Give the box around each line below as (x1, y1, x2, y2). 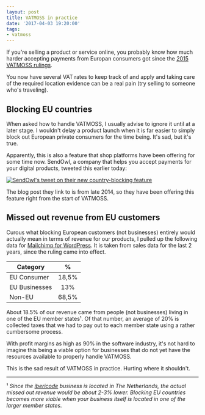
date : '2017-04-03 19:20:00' (6, 20, 81, 26)
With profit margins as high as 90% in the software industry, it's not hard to (6, 340, 195, 347)
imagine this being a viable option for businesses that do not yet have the (6, 346, 190, 353)
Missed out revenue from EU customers (6, 212, 160, 223)
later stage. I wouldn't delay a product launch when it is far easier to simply (6, 127, 195, 134)
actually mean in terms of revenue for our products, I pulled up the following (6, 235, 198, 242)
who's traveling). (6, 86, 49, 94)
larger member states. (6, 402, 62, 409)
